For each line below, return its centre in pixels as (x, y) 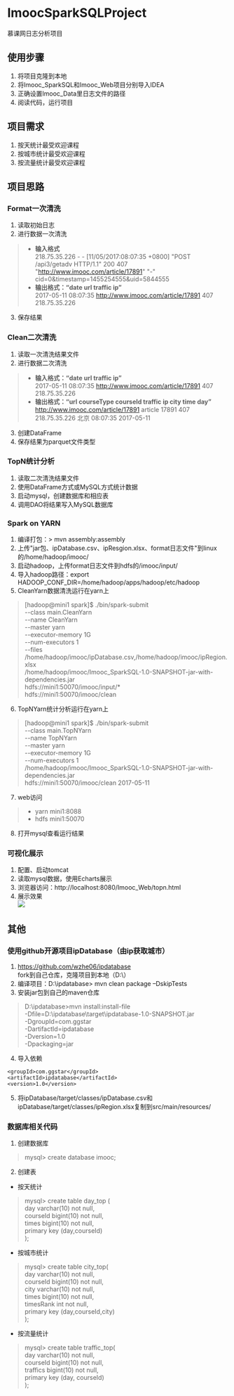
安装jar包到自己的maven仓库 (58, 992)
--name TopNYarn (50, 738)
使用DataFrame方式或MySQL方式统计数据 (77, 487)
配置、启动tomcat (43, 870)
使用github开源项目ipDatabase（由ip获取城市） (88, 951)
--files (34, 650)
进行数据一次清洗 (42, 234)
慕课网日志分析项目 (35, 33)
